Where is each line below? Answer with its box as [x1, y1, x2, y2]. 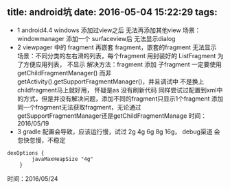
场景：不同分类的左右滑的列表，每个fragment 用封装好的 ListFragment [16, 51, 216, 60]
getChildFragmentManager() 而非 [16, 68, 112, 77]
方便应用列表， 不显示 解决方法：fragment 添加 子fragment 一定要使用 [23, 60, 222, 68]
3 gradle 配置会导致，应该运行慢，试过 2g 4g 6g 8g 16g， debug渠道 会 [16, 127, 221, 136]
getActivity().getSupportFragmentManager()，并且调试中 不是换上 [16, 77, 205, 86]
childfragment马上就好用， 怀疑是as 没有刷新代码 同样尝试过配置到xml [16, 86, 217, 94]
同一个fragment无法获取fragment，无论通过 [16, 103, 142, 111]
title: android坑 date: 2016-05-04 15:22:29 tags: [7, 6, 218, 18]
